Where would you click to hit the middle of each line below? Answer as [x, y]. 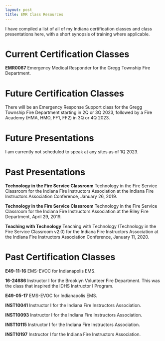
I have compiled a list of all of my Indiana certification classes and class [79, 28]
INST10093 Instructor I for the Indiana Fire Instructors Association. [74, 315]
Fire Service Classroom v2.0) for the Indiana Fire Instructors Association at [82, 232]
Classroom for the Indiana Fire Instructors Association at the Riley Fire [77, 211]
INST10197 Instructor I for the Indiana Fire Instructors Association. [73, 335]
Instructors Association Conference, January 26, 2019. [61, 196]
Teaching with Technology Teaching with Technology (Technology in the [81, 226]
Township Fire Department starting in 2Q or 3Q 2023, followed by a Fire [79, 112]
